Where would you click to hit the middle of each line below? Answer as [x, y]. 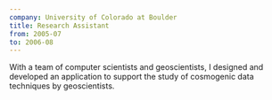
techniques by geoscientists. [62, 86]
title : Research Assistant [59, 26]
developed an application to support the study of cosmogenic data [132, 77]
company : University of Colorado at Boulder [93, 17]
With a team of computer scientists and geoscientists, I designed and [136, 67]
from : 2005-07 [36, 34]
